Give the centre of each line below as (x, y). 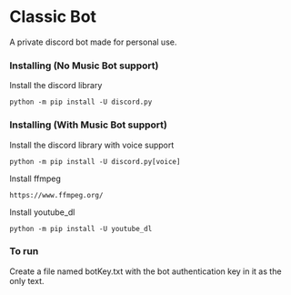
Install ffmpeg (35, 178)
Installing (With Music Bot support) (89, 125)
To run (24, 251)
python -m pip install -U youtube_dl (81, 229)
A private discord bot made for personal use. (93, 42)
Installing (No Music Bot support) (84, 66)
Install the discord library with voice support (92, 145)
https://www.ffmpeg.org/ (56, 195)
